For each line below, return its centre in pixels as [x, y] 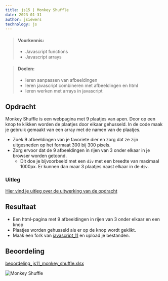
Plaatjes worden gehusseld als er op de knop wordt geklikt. [74, 230]
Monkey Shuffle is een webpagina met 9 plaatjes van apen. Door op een [80, 119]
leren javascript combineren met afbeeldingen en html [81, 85]
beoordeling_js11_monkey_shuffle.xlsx [45, 263]
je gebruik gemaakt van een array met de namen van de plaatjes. [73, 130]
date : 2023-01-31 [24, 15]
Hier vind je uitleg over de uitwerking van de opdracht [61, 191]
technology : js [21, 24]
